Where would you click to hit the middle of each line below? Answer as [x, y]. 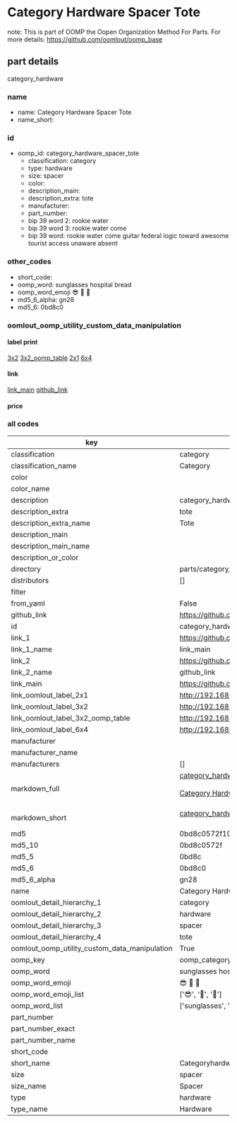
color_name [30, 488]
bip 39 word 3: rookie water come [77, 228]
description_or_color [45, 557]
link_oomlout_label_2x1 [50, 695]
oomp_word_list [37, 1005]
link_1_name [32, 649]
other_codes [29, 262]
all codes [23, 424]
